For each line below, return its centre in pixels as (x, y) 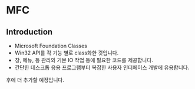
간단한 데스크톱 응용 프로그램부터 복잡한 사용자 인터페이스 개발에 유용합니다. (102, 67)
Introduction (29, 32)
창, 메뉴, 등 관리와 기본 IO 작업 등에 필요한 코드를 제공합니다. (84, 60)
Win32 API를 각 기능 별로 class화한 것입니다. (67, 53)
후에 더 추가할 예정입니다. (35, 80)
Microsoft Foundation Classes (51, 46)
